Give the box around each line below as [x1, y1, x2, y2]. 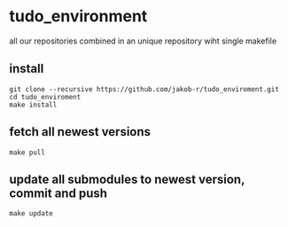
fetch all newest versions [9, 124, 152, 139]
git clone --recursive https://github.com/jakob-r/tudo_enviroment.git [9, 84, 279, 94]
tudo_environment [9, 6, 148, 27]
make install [9, 100, 58, 109]
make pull [9, 148, 46, 157]
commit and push [9, 185, 108, 200]
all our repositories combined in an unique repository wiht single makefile [9, 35, 277, 46]
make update [9, 209, 53, 218]
